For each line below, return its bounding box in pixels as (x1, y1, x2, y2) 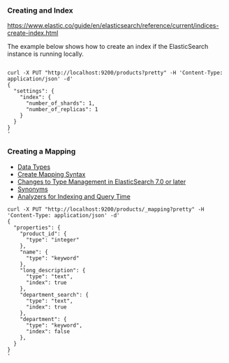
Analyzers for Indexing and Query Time (17, 192, 131, 200)
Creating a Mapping (7, 147, 76, 156)
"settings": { (13, 88, 54, 95)
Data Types (17, 163, 51, 171)
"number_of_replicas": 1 (25, 106, 98, 113)
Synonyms (17, 184, 48, 193)
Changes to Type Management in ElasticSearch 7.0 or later (17, 177, 186, 186)
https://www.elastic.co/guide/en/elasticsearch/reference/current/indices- (7, 22, 219, 30)
